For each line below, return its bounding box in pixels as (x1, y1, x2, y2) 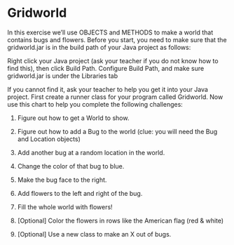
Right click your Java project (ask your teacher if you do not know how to (7, 56, 219, 65)
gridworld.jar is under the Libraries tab (7, 72, 118, 80)
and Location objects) (17, 135, 81, 143)
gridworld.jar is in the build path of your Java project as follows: (7, 43, 191, 51)
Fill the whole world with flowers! (17, 202, 113, 211)
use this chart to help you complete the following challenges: (7, 100, 184, 108)
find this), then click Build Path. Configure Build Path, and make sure (7, 64, 205, 72)
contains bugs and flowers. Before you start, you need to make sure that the (7, 35, 227, 44)
